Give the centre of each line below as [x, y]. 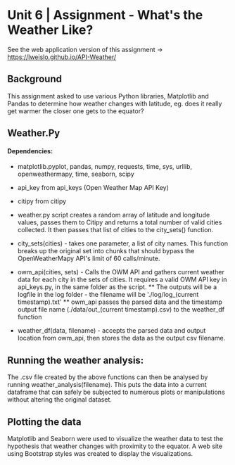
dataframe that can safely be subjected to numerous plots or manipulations [116, 392]
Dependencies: [30, 151]
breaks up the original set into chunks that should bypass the [106, 251]
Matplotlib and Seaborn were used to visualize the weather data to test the [115, 438]
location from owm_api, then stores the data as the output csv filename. [121, 338]
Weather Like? [50, 30]
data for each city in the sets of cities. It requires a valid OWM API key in [122, 280]
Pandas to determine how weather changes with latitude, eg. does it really [115, 103]
